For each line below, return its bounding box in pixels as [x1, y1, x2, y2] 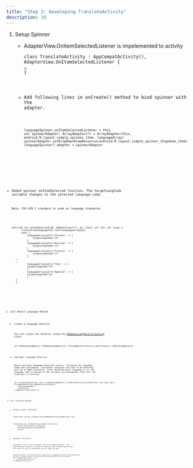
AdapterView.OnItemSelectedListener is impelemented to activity [23, 42, 183, 49]
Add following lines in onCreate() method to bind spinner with [23, 95, 187, 101]
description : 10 [6, 14, 46, 20]
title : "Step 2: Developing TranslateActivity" [6, 8, 127, 15]
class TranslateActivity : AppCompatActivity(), [23, 54, 147, 60]
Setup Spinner [14, 30, 51, 38]
